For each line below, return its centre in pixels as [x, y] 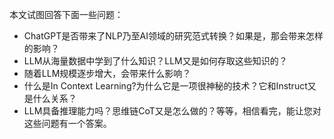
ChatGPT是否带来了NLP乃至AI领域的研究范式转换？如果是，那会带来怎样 [173, 36]
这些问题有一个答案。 [67, 123]
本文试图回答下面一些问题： [66, 14]
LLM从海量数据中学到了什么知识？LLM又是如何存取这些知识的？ [155, 61]
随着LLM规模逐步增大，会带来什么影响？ [107, 73]
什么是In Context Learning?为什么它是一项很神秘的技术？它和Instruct [165, 86]
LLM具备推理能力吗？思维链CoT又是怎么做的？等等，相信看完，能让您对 [172, 111]
